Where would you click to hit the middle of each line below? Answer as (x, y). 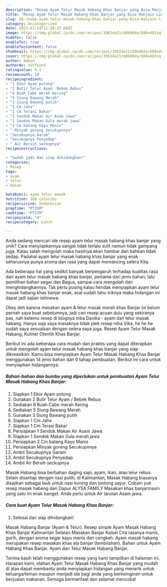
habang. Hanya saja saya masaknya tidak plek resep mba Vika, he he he (79, 324)
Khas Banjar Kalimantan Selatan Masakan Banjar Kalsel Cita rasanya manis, (83, 533)
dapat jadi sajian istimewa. (33, 298)
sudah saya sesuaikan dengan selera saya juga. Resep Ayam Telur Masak (81, 329)
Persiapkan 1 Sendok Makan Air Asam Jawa (57, 431)
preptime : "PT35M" (25, 208)
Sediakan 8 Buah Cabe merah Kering (50, 405)
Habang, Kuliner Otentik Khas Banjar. (43, 334)
